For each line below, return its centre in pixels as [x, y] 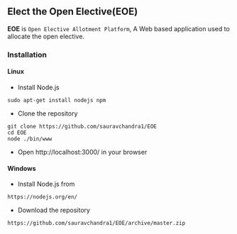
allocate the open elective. [46, 36]
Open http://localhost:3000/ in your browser [82, 152]
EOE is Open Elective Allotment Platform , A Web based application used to [119, 28]
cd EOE [17, 133]
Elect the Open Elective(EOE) [73, 12]
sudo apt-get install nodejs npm [57, 100]
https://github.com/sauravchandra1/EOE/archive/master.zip [97, 223]
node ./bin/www [30, 139]
